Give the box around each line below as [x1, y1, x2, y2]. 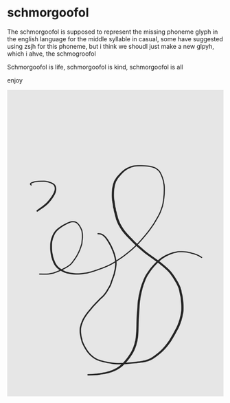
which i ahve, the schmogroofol [7, 50, 96, 58]
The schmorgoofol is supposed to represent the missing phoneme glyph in [7, 28, 218, 36]
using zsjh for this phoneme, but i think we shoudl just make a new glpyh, [7, 42, 215, 50]
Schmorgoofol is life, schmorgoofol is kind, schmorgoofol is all [7, 63, 183, 71]
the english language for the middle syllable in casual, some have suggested [7, 34, 223, 43]
